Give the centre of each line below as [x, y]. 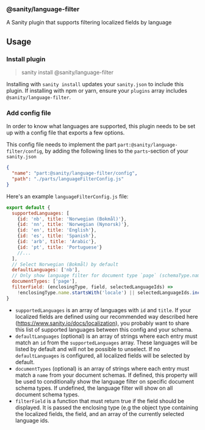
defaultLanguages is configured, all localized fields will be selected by [103, 355]
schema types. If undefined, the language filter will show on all [94, 388]
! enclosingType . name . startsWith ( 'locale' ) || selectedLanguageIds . [105, 293]
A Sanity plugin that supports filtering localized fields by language [89, 23]
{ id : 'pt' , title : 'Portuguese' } [60, 247]
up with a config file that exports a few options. [66, 133]
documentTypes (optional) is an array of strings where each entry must [102, 368]
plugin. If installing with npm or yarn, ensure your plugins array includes [97, 90]
